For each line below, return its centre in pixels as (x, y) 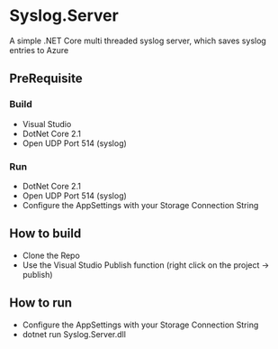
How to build (45, 234)
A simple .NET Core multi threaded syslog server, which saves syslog (138, 41)
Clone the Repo (51, 255)
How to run (41, 303)
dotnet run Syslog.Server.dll (74, 334)
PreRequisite (46, 79)
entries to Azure (39, 50)
